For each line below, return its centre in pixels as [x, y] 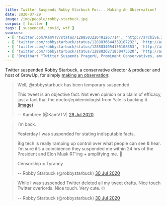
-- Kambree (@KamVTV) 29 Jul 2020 [55, 115]
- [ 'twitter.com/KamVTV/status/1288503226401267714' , [65, 38]
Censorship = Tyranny [40, 164]
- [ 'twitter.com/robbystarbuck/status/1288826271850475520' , [73, 51]
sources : [14, 33]
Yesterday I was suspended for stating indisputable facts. [76, 134]
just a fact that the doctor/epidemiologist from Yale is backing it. [83, 100]
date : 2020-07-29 [23, 14]
